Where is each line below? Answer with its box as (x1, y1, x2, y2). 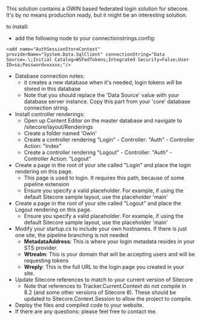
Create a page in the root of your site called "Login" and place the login (14, 162, 191, 168)
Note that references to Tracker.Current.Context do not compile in (23, 283, 187, 289)
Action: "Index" (23, 143, 62, 149)
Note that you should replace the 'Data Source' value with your (23, 92, 179, 98)
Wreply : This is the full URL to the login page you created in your (23, 264, 185, 270)
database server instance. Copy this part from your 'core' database (23, 98, 191, 105)
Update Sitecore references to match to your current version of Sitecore (14, 276, 193, 283)
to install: (6, 23, 29, 30)
